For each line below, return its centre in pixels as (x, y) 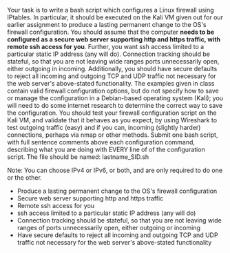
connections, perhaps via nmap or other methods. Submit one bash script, (113, 135)
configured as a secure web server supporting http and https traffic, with (114, 39)
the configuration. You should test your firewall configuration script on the (112, 113)
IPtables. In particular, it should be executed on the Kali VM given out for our (115, 17)
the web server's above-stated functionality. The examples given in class (111, 83)
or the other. (25, 178)
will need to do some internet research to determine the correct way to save (115, 105)
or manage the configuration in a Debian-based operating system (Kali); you (115, 98)
